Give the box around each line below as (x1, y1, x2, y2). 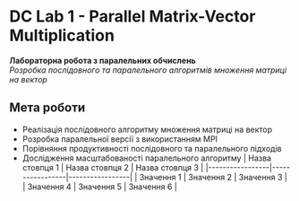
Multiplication (9, 25, 115, 46)
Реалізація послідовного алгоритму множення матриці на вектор (21, 124, 273, 135)
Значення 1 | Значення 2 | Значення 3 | (139, 171, 288, 182)
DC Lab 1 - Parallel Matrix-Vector (9, 6, 256, 27)
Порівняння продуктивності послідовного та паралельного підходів (21, 143, 282, 153)
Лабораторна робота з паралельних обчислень (9, 55, 197, 66)
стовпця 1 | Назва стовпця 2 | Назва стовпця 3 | (21, 162, 204, 172)
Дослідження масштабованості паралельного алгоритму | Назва (21, 153, 271, 163)
